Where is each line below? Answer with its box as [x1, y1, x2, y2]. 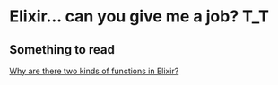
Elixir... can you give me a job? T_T [9, 6, 270, 27]
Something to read [9, 42, 115, 57]
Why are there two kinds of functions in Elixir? [9, 65, 179, 76]
